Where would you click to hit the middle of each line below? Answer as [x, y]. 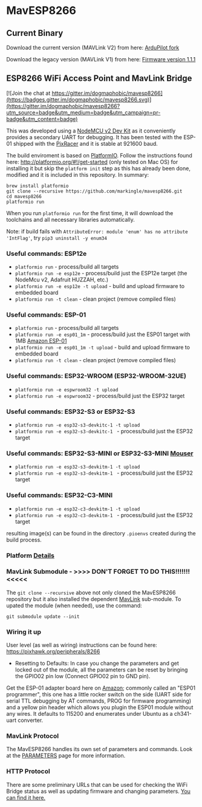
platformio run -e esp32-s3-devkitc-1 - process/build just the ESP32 [104, 431]
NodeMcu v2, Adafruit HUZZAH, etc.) [62, 280]
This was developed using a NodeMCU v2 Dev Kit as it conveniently [91, 131]
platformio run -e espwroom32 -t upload [67, 390]
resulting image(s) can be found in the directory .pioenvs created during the [101, 533]
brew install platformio [37, 186]
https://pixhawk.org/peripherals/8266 [53, 651]
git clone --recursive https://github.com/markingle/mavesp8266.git [94, 191]
